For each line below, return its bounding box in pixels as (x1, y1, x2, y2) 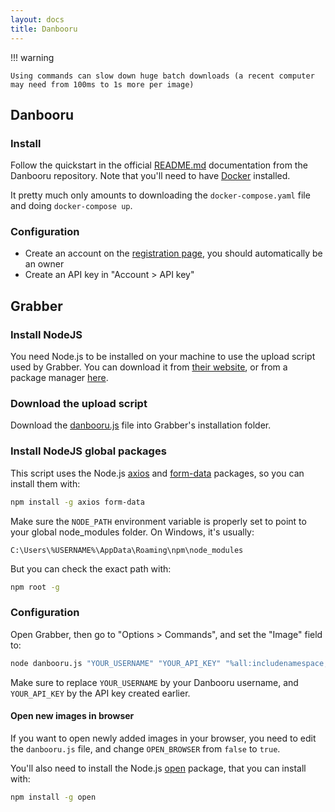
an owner (24, 258, 65, 270)
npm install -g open (10, 792, 97, 802)
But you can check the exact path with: (10, 562, 172, 575)
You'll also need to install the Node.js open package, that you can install (10, 762, 307, 774)
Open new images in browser (10, 710, 135, 722)
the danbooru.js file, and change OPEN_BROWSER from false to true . (10, 742, 281, 755)
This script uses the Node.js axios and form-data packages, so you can (10, 467, 305, 479)
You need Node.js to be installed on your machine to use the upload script (10, 351, 316, 363)
